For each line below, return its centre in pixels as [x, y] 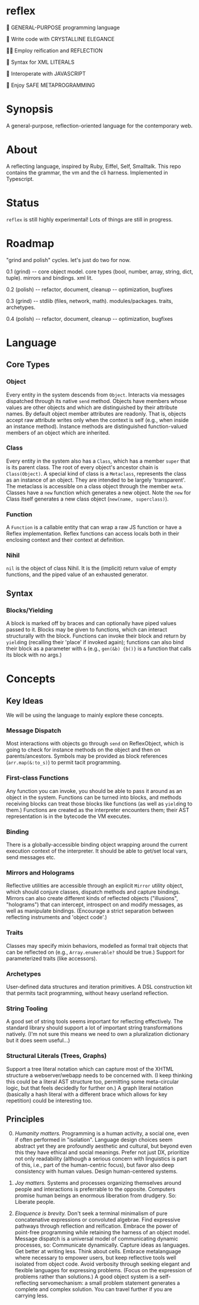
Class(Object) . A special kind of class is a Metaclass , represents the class [97, 473]
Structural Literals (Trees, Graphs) [56, 1056]
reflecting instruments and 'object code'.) [57, 917]
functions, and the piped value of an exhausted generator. [77, 575]
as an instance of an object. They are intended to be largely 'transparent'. [96, 480]
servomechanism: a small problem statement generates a [110, 1283]
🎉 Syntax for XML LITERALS [40, 62]
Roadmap [30, 243]
